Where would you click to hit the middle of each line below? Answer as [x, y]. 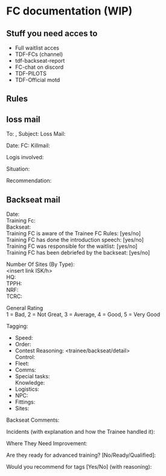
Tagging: [17, 326]
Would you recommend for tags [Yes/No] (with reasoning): [79, 467]
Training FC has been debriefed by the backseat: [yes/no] [78, 253]
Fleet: [22, 364]
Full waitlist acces [37, 48]
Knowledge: [30, 383]
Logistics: [27, 389]
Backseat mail [33, 199]
